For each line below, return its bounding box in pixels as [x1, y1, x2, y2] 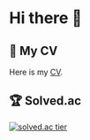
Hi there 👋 [9, 8, 82, 28]
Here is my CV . [9, 66, 64, 77]
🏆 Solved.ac [9, 93, 82, 109]
